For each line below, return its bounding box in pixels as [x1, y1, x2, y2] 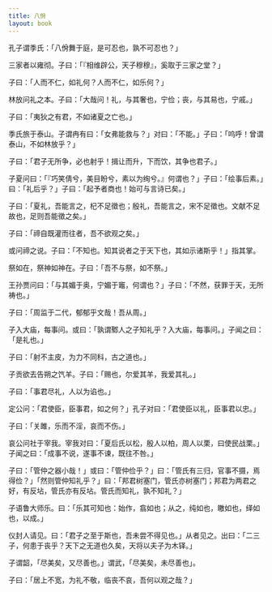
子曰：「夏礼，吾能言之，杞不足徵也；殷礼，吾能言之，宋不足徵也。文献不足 [8, 200, 261, 211]
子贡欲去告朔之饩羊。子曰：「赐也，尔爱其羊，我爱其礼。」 [8, 369, 200, 379]
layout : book [8, 19, 53, 28]
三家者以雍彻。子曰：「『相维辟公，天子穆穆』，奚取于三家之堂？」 [8, 60, 225, 70]
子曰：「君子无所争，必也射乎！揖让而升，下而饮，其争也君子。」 [8, 156, 221, 166]
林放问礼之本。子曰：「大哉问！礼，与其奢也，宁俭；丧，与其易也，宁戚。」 [8, 94, 257, 104]
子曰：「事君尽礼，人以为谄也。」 [8, 386, 115, 396]
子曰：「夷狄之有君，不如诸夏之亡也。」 [8, 111, 136, 122]
